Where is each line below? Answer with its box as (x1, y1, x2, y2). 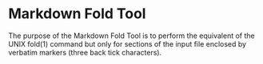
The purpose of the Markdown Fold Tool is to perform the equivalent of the (8, 31, 255, 40)
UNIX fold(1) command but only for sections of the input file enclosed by (8, 39, 246, 48)
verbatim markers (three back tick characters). (8, 47, 162, 57)
